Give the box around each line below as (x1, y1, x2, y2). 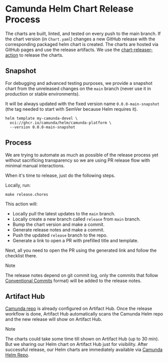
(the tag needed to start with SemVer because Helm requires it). (5, 106, 138, 112)
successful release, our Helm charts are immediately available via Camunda (5, 347, 163, 353)
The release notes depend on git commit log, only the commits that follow (5, 272, 158, 278)
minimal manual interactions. (5, 162, 65, 168)
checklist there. (5, 252, 38, 258)
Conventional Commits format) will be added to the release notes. (5, 278, 142, 284)
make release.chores (5, 192, 49, 197)
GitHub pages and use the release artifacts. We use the (5, 47, 120, 53)
